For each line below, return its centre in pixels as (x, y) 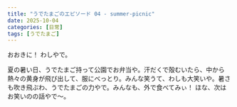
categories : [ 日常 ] (35, 27)
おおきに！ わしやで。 (39, 55)
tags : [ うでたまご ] (33, 34)
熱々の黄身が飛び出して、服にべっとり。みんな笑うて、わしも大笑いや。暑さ (119, 79)
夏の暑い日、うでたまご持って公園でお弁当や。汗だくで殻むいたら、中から (116, 70)
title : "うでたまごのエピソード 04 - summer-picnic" (81, 14)
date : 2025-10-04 (33, 21)
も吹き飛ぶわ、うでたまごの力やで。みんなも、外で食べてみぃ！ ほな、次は (117, 88)
